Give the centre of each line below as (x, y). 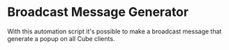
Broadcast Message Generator (98, 12)
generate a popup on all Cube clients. (61, 38)
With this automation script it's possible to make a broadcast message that (114, 31)
